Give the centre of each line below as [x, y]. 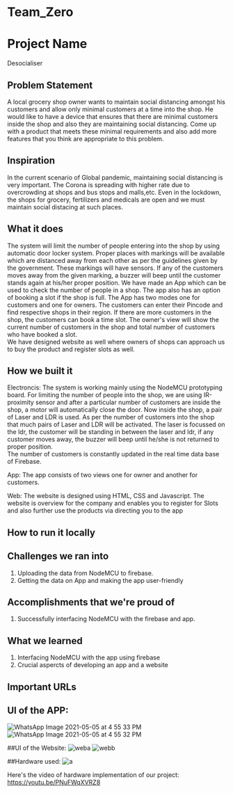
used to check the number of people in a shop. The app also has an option [114, 290]
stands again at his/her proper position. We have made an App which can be [117, 282]
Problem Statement [50, 85]
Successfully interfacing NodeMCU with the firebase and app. [106, 619]
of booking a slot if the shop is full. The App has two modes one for [104, 297]
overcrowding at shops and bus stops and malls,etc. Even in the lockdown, [114, 192]
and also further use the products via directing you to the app [95, 511]
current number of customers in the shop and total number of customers [111, 327]
